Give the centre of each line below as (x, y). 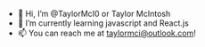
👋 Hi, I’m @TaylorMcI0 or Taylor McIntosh (94, 14)
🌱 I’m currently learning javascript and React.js (103, 23)
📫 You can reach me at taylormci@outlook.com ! (107, 33)
